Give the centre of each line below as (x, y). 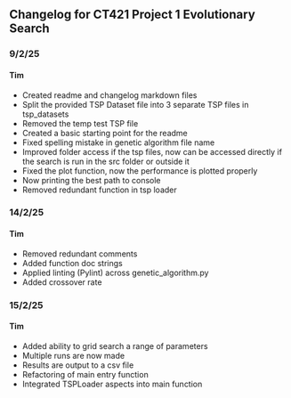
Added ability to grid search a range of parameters (115, 345)
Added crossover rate (62, 282)
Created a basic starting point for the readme (105, 133)
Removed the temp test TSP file (80, 123)
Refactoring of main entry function (85, 374)
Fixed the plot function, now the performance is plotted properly (140, 171)
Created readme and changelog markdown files (109, 95)
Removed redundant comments (80, 254)
